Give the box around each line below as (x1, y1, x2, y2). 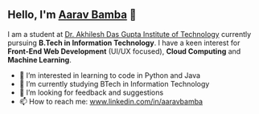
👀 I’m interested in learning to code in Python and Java (18, 70, 201, 80)
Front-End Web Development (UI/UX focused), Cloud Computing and (7, 46, 241, 56)
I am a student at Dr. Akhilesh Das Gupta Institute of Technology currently (7, 29, 252, 39)
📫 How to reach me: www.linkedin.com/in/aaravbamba (18, 96, 203, 106)
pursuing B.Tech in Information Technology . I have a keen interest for (7, 38, 240, 47)
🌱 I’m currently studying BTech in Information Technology (18, 79, 210, 88)
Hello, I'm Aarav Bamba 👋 (7, 8, 138, 22)
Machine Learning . (7, 55, 72, 64)
